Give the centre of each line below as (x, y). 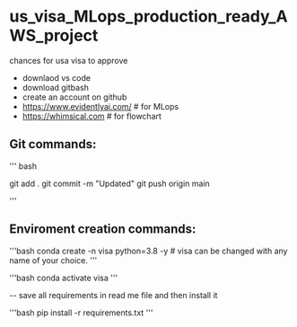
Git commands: (53, 144)
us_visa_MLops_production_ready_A (149, 17)
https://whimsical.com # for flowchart (92, 116)
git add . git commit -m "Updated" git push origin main (110, 183)
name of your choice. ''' (53, 260)
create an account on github (74, 97)
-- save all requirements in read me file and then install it (114, 295)
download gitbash (56, 87)
